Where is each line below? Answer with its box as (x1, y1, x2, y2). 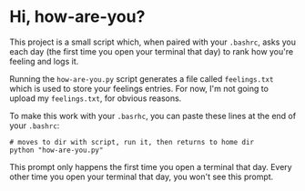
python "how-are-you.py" (9, 146, 104, 155)
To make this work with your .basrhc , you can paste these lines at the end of (9, 110, 297, 121)
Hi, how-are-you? (9, 6, 146, 27)
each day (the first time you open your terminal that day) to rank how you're (9, 45, 294, 56)
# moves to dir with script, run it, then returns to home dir (9, 137, 255, 146)
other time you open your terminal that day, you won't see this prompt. (9, 171, 274, 182)
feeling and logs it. (9, 55, 79, 66)
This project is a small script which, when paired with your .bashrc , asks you (9, 36, 297, 47)
